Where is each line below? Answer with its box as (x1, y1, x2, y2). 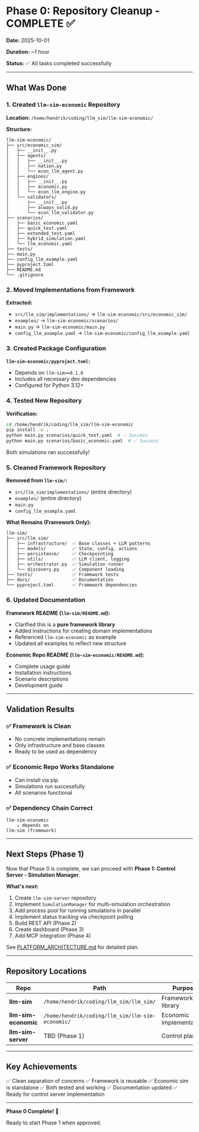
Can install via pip (14, 776, 58, 784)
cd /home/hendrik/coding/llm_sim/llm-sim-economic (6, 421, 134, 427)
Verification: (6, 410, 38, 417)
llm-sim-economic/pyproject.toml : (6, 357, 91, 365)
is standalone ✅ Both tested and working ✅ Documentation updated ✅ (6, 1084, 178, 1091)
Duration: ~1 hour (6, 48, 50, 55)
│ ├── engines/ (6, 173, 49, 179)
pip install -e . (6, 427, 49, 433)
